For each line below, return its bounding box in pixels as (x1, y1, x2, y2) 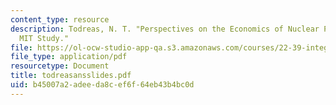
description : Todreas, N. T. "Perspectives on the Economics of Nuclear (10, 24, 320, 34)
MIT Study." (19, 33, 70, 43)
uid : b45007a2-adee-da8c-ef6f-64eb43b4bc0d (10, 80, 195, 90)
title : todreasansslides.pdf (10, 71, 132, 81)
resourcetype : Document (10, 61, 110, 71)
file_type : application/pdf (10, 52, 128, 62)
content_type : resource (10, 14, 110, 25)
